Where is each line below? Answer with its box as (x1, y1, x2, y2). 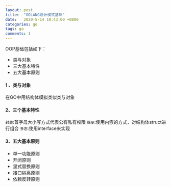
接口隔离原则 (12, 169, 40, 176)
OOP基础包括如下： (5, 46, 47, 51)
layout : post (5, 7, 33, 13)
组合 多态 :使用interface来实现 (9, 125, 70, 131)
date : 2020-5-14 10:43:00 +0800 (5, 17, 79, 22)
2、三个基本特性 (5, 106, 40, 113)
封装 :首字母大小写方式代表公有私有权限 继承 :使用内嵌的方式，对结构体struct (5, 119, 162, 125)
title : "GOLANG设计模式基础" (5, 12, 65, 17)
